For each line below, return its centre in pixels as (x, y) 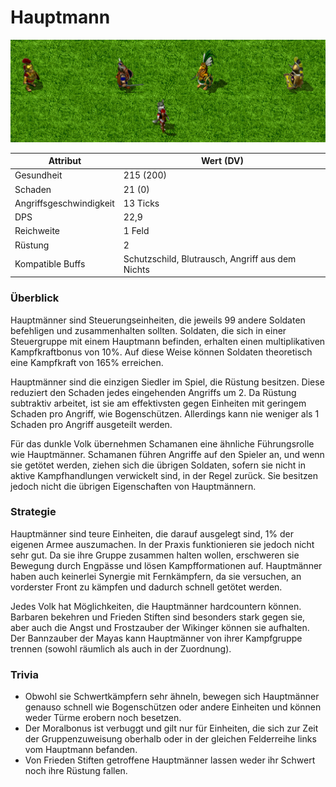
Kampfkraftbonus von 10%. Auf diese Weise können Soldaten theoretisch (161, 352)
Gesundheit (38, 175)
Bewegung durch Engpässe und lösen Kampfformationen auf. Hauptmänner (166, 565)
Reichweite (37, 231)
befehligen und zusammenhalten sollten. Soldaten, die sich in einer (148, 330)
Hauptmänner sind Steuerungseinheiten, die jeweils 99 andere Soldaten (158, 320)
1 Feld (136, 231)
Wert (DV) (222, 160)
